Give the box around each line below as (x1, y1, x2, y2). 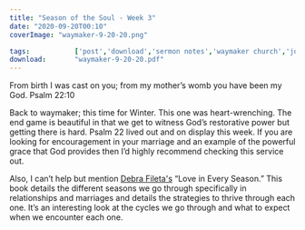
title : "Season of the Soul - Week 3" (9, 13, 156, 23)
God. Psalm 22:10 (9, 90, 75, 101)
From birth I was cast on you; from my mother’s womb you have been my (9, 80, 283, 91)
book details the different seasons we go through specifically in (9, 183, 247, 194)
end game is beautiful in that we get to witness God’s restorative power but (9, 117, 290, 128)
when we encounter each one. (9, 212, 123, 223)
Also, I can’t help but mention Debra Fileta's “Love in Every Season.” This (9, 174, 283, 185)
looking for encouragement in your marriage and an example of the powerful (9, 136, 296, 147)
